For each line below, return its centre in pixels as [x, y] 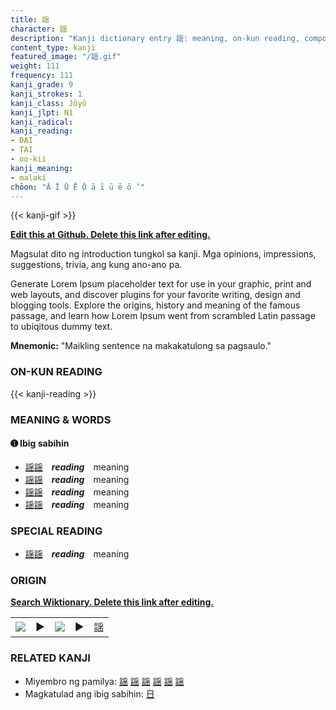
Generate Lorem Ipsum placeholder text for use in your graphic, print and [161, 284]
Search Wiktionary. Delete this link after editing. [112, 602]
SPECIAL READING [56, 531]
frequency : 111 [42, 76]
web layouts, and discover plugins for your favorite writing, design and [155, 295]
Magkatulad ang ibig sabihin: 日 [89, 693]
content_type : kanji [53, 47]
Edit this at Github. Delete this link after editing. [110, 235]
